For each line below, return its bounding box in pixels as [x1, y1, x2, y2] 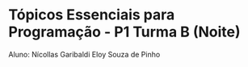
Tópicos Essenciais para [8, 6, 175, 24]
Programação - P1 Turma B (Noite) [8, 23, 241, 41]
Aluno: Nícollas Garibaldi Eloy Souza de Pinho [8, 49, 161, 59]
